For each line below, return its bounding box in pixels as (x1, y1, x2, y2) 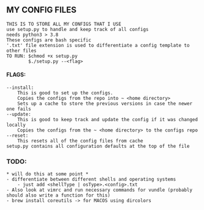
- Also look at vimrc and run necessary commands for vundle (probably (6, 187, 192, 194)
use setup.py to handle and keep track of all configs (6, 26, 149, 32)
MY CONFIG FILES (6, 5, 77, 15)
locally (6, 122, 26, 128)
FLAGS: (6, 71, 26, 79)
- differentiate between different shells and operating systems (6, 177, 176, 183)
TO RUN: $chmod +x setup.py (6, 53, 78, 59)
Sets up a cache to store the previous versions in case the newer (17, 100, 192, 107)
